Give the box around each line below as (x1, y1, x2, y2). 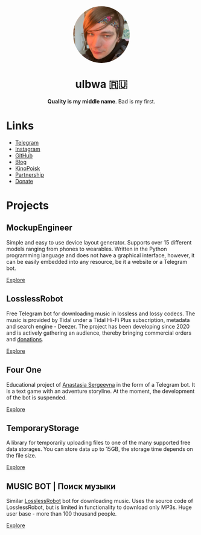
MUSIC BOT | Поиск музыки (6, 481, 116, 491)
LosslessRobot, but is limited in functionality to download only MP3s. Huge (6, 504, 192, 511)
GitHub (14, 151, 33, 159)
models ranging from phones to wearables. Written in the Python (6, 245, 167, 252)
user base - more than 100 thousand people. (6, 510, 117, 517)
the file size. (6, 452, 37, 459)
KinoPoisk (14, 165, 40, 172)
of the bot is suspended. (6, 393, 68, 401)
